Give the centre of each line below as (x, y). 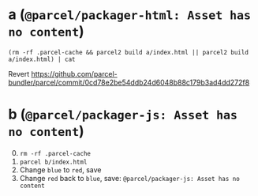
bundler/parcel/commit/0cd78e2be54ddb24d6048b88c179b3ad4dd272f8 (129, 82)
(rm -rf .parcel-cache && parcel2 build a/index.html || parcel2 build (128, 52)
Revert (19, 73)
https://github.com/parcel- (75, 73)
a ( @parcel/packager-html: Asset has (129, 15)
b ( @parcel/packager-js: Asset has (123, 114)
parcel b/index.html (53, 162)
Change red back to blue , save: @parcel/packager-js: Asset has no (130, 178)
